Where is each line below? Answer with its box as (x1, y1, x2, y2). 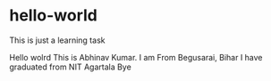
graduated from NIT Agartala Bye (9, 61, 131, 72)
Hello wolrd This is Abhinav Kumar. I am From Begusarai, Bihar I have (9, 52, 263, 62)
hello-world (9, 5, 98, 26)
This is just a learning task (9, 35, 106, 45)
